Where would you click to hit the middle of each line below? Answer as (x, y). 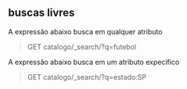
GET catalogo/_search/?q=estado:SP (87, 77)
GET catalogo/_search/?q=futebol (82, 47)
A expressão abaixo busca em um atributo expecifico (94, 62)
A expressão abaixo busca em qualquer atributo (85, 31)
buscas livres (41, 13)
